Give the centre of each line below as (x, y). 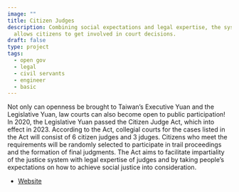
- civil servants (39, 73)
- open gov (30, 60)
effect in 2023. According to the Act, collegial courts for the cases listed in (116, 129)
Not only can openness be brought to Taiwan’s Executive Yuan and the (111, 107)
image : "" (22, 14)
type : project (28, 47)
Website (30, 181)
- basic (25, 87)
